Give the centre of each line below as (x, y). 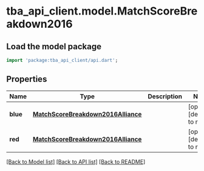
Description (165, 96)
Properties (27, 79)
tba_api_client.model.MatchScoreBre (102, 11)
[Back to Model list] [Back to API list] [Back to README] (76, 161)
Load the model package (54, 46)
